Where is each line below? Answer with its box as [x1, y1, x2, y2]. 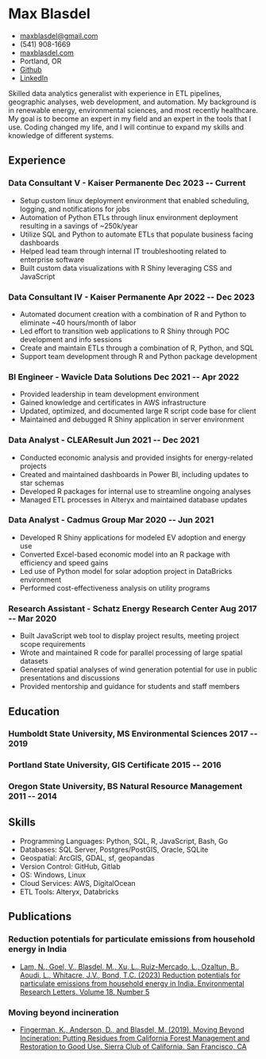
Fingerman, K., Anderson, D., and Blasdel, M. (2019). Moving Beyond [19, 1025, 245, 1034]
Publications [8, 910, 72, 923]
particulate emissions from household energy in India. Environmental [19, 978, 245, 988]
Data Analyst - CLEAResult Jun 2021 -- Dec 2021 [8, 434, 200, 445]
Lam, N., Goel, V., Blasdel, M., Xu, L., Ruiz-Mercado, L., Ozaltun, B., [19, 961, 240, 971]
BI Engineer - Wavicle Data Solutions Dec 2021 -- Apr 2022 [8, 371, 240, 382]
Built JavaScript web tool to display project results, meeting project [19, 631, 240, 641]
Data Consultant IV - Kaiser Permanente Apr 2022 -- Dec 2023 [8, 291, 256, 302]
